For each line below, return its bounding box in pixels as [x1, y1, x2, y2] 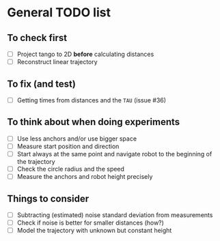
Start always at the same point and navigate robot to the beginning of [16, 150, 212, 158]
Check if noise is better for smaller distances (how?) [16, 218, 164, 227]
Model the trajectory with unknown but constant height [16, 227, 172, 235]
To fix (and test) [7, 78, 77, 89]
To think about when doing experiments [7, 116, 180, 128]
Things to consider [7, 193, 90, 204]
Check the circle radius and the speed [16, 165, 125, 173]
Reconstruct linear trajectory [16, 58, 98, 66]
